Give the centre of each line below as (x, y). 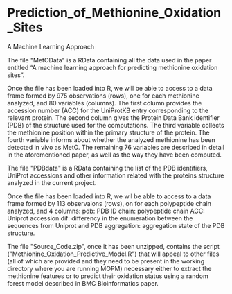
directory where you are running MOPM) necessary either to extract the (109, 268)
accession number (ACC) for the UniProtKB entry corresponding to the (108, 110)
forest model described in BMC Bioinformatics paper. (83, 283)
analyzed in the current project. (52, 182)
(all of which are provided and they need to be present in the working (106, 261)
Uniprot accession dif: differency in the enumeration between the (100, 218)
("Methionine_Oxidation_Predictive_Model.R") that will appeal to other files (113, 254)
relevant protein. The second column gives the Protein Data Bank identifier (114, 118)
